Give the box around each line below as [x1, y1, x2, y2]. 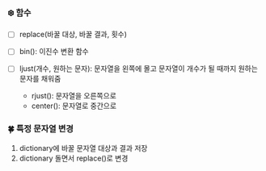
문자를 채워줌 [19, 74, 61, 84]
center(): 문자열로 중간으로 [31, 101, 117, 111]
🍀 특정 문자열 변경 [7, 123, 74, 135]
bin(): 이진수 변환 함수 [19, 47, 90, 56]
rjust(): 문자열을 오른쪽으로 [31, 91, 116, 101]
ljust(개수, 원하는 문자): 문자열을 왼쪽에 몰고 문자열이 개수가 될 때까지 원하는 [19, 64, 258, 73]
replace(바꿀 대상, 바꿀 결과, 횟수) [19, 30, 127, 40]
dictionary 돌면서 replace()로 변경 [19, 153, 129, 163]
